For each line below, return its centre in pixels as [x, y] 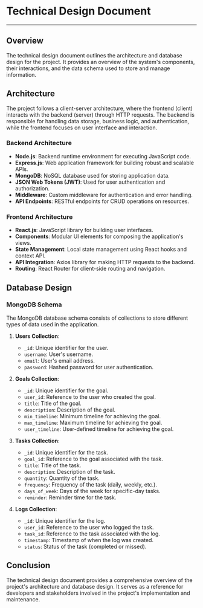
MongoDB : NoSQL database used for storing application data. [92, 175]
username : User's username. [59, 354]
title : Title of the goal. [53, 403]
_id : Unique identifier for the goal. [66, 390]
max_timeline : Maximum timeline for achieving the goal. [93, 422]
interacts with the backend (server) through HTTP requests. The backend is [101, 115]
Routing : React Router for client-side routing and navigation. [90, 269]
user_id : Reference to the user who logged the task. [89, 527]
